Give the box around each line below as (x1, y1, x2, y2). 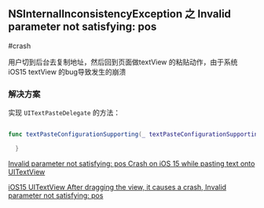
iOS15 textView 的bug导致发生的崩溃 (8, 67, 126, 76)
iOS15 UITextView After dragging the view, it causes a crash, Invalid (8, 182, 226, 192)
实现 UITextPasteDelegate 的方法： (8, 108, 120, 118)
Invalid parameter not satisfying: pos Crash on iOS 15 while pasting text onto (8, 159, 255, 168)
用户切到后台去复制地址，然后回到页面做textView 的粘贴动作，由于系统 (8, 57, 238, 67)
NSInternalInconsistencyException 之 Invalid (8, 7, 232, 21)
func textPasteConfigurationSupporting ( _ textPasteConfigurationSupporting (8, 130, 262, 139)
